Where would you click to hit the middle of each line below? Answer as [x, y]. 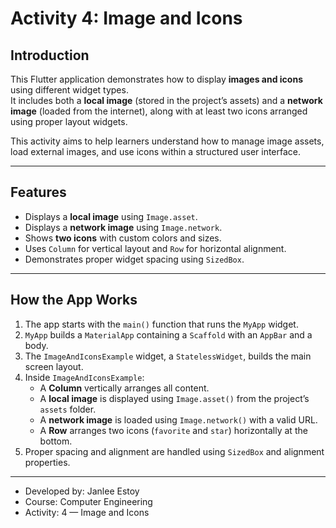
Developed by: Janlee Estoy [82, 491]
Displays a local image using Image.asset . [111, 216]
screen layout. [54, 366]
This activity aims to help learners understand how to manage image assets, [167, 141]
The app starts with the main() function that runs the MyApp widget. [161, 324]
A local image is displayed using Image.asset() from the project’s [174, 398]
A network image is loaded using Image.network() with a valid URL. [178, 419]
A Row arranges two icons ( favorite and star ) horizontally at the [173, 430]
